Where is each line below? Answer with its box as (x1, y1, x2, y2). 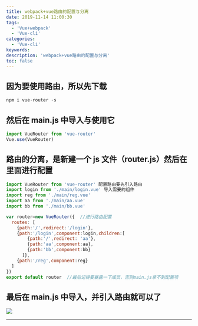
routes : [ (11, 219, 35, 225)
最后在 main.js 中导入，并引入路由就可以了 (6, 292, 161, 302)
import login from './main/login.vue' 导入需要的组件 (6, 187, 135, 193)
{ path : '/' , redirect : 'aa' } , (27, 236, 96, 242)
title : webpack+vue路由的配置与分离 (6, 8, 89, 15)
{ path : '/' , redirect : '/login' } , (16, 225, 94, 230)
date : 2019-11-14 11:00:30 (6, 14, 72, 20)
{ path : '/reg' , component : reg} (16, 258, 88, 264)
